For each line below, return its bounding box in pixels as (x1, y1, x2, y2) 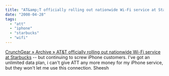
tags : (5, 16, 17, 21)
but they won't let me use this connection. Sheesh (5, 64, 109, 70)
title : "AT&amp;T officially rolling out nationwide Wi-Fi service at (5, 7, 156, 12)
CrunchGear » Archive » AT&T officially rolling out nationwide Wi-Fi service (5, 48, 161, 55)
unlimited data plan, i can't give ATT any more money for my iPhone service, (5, 59, 163, 65)
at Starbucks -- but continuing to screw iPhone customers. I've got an (5, 54, 150, 60)
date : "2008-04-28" (5, 12, 46, 17)
